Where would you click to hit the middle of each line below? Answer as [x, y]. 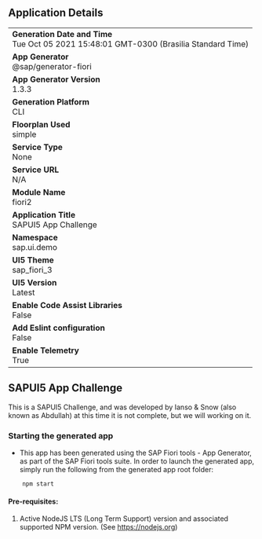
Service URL [36, 170]
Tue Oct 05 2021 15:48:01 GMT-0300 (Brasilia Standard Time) [131, 44]
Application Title [44, 214]
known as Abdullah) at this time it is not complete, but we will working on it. [130, 415]
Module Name [39, 192]
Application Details [56, 13]
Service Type [37, 147]
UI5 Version [35, 282]
